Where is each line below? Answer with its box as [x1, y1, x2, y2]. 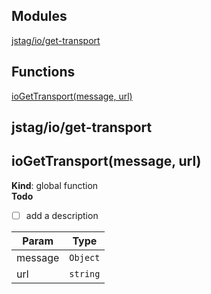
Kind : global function [11, 179, 99, 191]
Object [69, 252, 101, 263]
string [69, 268, 101, 279]
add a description [25, 209, 99, 221]
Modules [11, 8, 68, 25]
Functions [11, 64, 76, 81]
